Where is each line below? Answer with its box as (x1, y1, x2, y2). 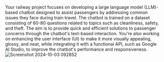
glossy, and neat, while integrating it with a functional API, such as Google (5, 41, 157, 47)
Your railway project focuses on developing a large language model (5, 4, 143, 10)
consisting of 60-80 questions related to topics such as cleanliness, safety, (5, 20, 159, 26)
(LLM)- (144, 4, 159, 10)
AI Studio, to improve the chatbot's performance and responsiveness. (5, 47, 148, 52)
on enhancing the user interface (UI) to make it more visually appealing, (5, 36, 152, 42)
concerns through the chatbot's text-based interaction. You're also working (5, 31, 160, 36)
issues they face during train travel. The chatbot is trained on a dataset (5, 15, 150, 20)
